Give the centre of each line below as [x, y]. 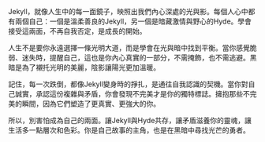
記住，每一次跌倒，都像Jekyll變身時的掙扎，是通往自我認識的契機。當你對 [128, 84]
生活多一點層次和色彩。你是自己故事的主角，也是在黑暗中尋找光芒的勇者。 [129, 130]
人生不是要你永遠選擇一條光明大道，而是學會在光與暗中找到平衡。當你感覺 [129, 48]
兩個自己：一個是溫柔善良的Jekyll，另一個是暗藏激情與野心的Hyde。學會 [133, 21]
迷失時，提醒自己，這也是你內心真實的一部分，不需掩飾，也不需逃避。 [136, 58]
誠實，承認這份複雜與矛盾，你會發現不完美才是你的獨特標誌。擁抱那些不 [132, 94]
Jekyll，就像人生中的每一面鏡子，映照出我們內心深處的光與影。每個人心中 [128, 11]
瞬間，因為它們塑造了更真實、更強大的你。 [91, 104]
